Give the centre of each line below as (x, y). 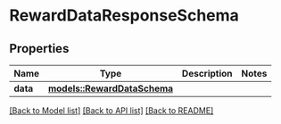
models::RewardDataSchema (111, 88)
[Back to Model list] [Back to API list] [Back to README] (112, 111)
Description (207, 74)
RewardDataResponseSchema (124, 16)
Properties (39, 49)
